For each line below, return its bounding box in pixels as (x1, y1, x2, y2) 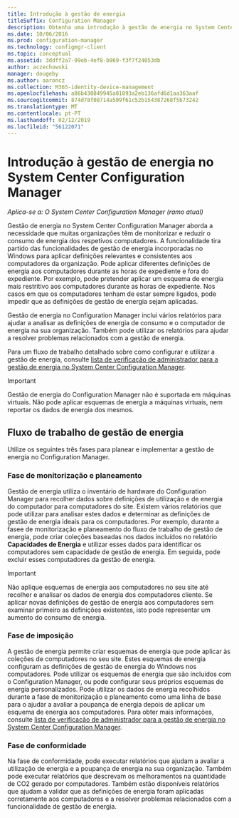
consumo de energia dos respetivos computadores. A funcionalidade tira (7, 237, 221, 245)
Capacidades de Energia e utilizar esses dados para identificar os (7, 540, 201, 548)
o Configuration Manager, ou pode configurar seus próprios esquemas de (7, 677, 224, 685)
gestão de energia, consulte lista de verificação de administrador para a (7, 355, 218, 364)
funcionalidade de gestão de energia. (7, 802, 117, 811)
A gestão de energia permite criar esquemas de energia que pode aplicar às (7, 647, 231, 655)
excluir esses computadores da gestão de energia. (7, 555, 156, 563)
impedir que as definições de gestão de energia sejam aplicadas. (7, 297, 198, 306)
